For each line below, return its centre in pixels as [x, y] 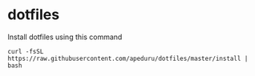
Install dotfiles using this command [65, 37]
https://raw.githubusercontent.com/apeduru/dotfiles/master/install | [128, 58]
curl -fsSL [26, 51]
